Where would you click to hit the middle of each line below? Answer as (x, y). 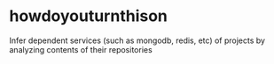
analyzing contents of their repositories (81, 49)
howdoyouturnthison (89, 16)
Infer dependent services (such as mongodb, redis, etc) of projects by (137, 40)
